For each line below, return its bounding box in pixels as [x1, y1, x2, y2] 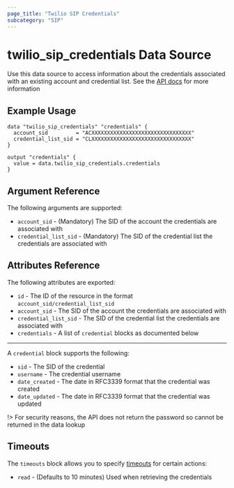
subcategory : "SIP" [7, 17, 64, 24]
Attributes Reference [7, 260, 100, 272]
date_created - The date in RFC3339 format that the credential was [17, 377, 210, 385]
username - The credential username [17, 369, 121, 378]
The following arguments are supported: [7, 204, 123, 212]
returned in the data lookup [7, 420, 86, 429]
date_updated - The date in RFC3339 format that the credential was [17, 392, 210, 400]
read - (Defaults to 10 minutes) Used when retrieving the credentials [17, 473, 212, 481]
